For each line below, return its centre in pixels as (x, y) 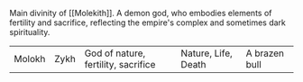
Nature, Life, (207, 53)
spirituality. (30, 32)
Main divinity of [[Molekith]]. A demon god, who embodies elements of (141, 13)
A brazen (265, 53)
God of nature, (115, 53)
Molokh (30, 59)
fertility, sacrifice (120, 64)
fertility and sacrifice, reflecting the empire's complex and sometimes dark (148, 23)
